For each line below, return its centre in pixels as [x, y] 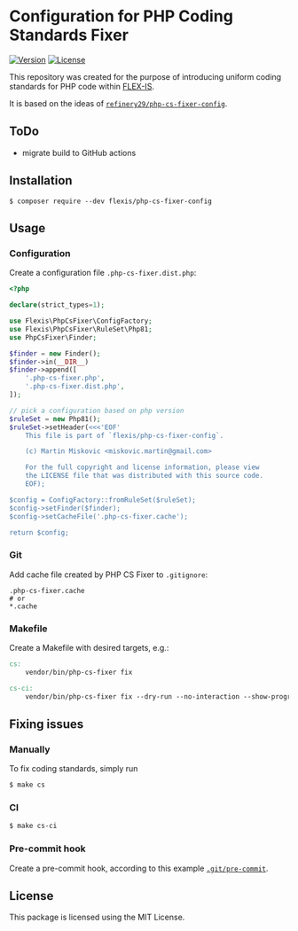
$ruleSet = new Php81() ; [55, 419]
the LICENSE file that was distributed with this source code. [145, 476]
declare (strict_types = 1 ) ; [57, 305]
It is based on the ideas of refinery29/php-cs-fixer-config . [118, 103]
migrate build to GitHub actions [79, 153]
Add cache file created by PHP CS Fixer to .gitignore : [109, 575]
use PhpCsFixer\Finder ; [53, 337]
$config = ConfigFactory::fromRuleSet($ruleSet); [103, 500]
